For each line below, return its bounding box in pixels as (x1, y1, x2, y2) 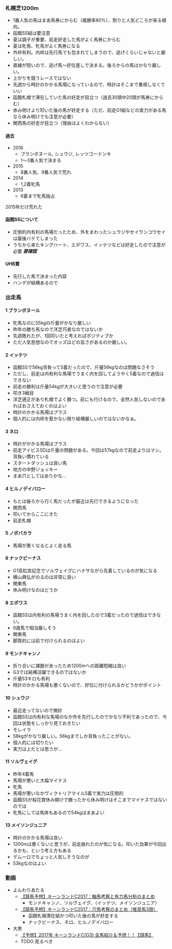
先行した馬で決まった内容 (12, 273, 67, 279)
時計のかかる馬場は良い (12, 834, 63, 841)
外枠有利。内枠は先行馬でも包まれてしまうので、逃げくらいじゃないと (12, 49, 161, 56)
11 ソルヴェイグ (5, 758, 37, 764)
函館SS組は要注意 (12, 30, 50, 36)
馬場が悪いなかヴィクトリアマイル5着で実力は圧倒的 (12, 790, 124, 796)
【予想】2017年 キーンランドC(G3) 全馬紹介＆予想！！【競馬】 (20, 932, 154, 938)
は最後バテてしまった (12, 235, 58, 241)
